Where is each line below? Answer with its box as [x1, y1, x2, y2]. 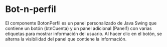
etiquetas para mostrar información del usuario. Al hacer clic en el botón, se [5, 30, 162, 36]
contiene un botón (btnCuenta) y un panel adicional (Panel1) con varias [5, 25, 152, 31]
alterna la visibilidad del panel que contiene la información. [5, 36, 127, 42]
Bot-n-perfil [5, 3, 56, 15]
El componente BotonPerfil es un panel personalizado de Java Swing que [5, 20, 157, 26]
